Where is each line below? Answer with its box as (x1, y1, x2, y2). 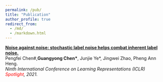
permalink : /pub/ (5, 7, 42, 13)
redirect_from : (5, 21, 37, 27)
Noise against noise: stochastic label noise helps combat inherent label (5, 45, 158, 50)
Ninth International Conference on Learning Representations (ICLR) (5, 66, 145, 72)
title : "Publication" (5, 12, 51, 17)
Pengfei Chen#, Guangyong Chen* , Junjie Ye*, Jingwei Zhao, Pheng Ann (5, 55, 156, 61)
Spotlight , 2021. (5, 71, 38, 77)
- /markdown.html (10, 31, 46, 36)
